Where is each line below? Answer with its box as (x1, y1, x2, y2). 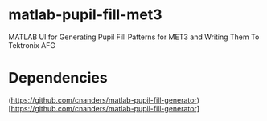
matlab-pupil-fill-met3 (8, 6, 162, 24)
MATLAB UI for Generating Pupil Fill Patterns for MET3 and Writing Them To (8, 32, 260, 42)
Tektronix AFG (8, 40, 56, 50)
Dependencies (8, 69, 108, 87)
